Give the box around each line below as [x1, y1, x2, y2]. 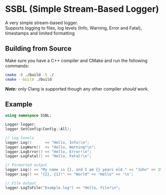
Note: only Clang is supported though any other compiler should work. [5, 86, 149, 92]
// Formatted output [5, 162, 48, 168]
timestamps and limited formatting [5, 30, 75, 36]
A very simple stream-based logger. [5, 20, 78, 26]
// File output [5, 181, 37, 186]
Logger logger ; [5, 122, 37, 127]
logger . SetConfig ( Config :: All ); [5, 127, 72, 131]
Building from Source [5, 44, 72, 53]
